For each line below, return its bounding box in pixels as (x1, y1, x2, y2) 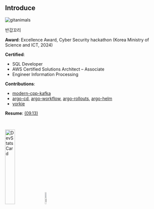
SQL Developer (12, 61, 43, 67)
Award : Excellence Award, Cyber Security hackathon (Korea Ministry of (5, 37, 149, 43)
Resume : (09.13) (5, 110, 38, 116)
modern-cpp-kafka (12, 90, 51, 96)
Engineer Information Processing (12, 71, 79, 77)
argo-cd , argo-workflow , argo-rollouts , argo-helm (12, 95, 112, 101)
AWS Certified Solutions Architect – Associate (12, 66, 105, 72)
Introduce (5, 4, 36, 12)
